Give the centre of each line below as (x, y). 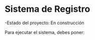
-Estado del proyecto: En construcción (44, 23)
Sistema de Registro (47, 9)
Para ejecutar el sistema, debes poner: (45, 32)
